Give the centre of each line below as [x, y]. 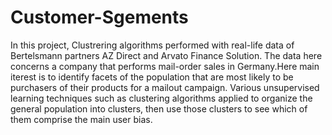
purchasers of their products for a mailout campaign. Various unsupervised [165, 87]
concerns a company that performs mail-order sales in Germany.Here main [165, 66]
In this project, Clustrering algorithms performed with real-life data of [152, 45]
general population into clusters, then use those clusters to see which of [159, 108]
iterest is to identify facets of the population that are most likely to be [152, 77]
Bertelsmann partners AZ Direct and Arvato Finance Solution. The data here [166, 55]
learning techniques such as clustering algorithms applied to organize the [161, 98]
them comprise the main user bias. [81, 119]
